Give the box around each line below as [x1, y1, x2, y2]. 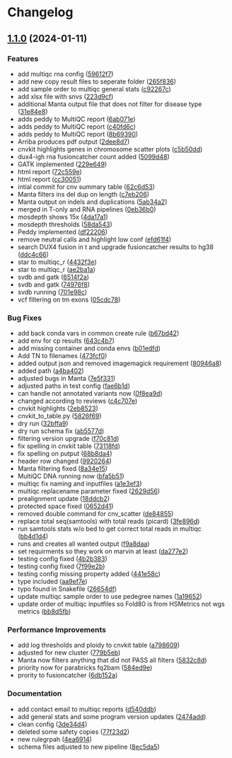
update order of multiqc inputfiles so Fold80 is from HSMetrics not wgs [17, 599, 225, 609]
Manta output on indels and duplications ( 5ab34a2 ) [17, 197, 168, 206]
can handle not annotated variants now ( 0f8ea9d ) [17, 389, 163, 398]
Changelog [7, 4, 74, 21]
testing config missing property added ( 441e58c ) [17, 570, 161, 578]
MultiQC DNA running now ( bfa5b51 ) [17, 472, 124, 481]
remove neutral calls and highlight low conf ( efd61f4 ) [17, 235, 172, 243]
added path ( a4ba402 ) [17, 367, 84, 375]
